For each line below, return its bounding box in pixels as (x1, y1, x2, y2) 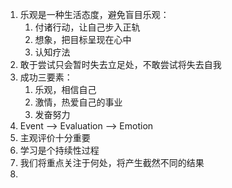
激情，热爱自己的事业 (34, 96, 123, 108)
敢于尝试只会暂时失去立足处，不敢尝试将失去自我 (19, 59, 222, 70)
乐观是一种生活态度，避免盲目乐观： (19, 9, 170, 20)
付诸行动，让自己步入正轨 (34, 21, 141, 33)
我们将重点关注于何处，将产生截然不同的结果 (19, 157, 205, 168)
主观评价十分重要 (19, 132, 91, 143)
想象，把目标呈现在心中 (34, 34, 132, 45)
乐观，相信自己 (34, 84, 97, 95)
